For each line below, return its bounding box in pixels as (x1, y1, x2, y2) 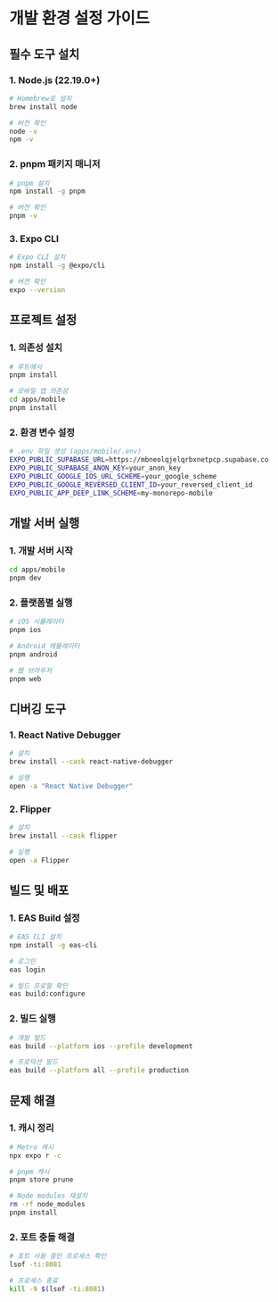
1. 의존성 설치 (9, 341, 63, 354)
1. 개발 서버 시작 (9, 544, 73, 556)
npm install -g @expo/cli (9, 261, 105, 271)
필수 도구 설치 (9, 46, 80, 62)
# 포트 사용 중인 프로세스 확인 (9, 1252, 107, 1261)
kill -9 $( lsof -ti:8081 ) (9, 1284, 105, 1293)
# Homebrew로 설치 (9, 94, 72, 103)
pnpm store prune (9, 1175, 74, 1184)
